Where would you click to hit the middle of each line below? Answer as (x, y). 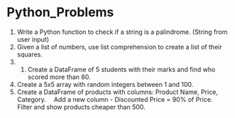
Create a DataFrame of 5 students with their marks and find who (121, 69)
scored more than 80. (59, 77)
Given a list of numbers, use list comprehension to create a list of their (119, 47)
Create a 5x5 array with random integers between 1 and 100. (105, 84)
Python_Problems (60, 12)
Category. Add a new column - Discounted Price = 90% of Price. (115, 99)
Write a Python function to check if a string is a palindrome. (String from (122, 32)
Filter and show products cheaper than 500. (81, 107)
